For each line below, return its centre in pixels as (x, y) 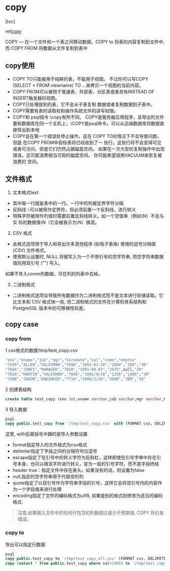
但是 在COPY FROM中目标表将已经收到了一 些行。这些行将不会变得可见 (87, 142)
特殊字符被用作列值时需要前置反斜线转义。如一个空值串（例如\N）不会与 (88, 216)
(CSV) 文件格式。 (31, 250)
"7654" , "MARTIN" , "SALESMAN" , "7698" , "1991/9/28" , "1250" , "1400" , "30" (78, 374)
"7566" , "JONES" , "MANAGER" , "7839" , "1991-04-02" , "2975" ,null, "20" (74, 370)
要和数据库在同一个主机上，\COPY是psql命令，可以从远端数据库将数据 (86, 123)
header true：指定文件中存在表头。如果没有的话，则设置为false (79, 470)
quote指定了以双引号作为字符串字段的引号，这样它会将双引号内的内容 (85, 483)
